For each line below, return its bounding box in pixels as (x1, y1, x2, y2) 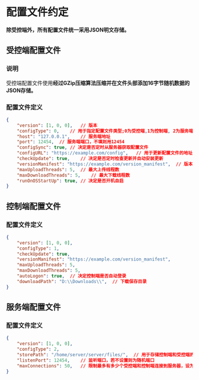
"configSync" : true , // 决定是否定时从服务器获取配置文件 (17, 145, 149, 150)
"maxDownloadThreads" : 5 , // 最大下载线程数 (17, 172, 130, 178)
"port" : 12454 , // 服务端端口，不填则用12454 (17, 139, 125, 145)
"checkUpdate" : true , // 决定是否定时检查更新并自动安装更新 (17, 156, 164, 162)
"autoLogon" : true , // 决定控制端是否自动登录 (17, 273, 127, 279)
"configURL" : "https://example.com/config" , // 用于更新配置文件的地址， (17, 150, 197, 156)
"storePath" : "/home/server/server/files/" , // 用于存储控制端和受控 (17, 352, 186, 358)
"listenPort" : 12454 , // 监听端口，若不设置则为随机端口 (17, 357, 155, 363)
